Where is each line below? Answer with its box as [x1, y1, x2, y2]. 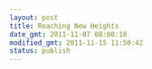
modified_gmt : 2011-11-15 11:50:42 [9, 38, 144, 47]
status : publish [9, 47, 71, 56]
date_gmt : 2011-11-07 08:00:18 [9, 30, 128, 39]
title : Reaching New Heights [9, 22, 119, 30]
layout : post [9, 13, 59, 22]
